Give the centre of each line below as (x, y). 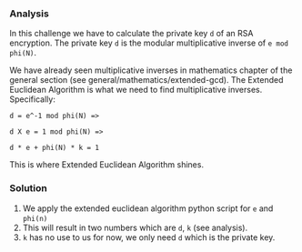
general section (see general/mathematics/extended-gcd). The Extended (146, 80)
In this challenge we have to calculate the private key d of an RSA (131, 34)
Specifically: (33, 99)
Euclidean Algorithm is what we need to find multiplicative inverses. (136, 90)
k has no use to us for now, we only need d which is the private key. (149, 237)
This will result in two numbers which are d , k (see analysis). (135, 227)
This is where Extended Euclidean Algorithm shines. (107, 165)
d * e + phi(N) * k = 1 (55, 148)
